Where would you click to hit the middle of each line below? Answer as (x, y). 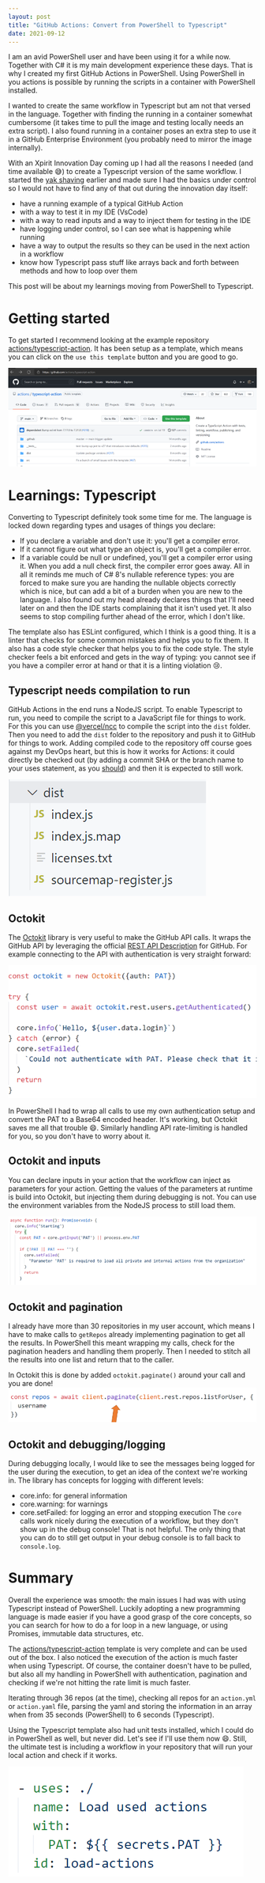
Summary (41, 1578)
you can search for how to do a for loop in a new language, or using (118, 1625)
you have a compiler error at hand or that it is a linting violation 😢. (115, 665)
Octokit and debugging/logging (87, 1444)
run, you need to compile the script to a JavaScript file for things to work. (127, 718)
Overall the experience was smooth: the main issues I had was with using (127, 1600)
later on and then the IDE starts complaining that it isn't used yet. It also (136, 608)
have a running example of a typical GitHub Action (101, 204)
